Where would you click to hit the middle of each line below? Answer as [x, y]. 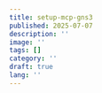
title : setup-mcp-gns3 [51, 17]
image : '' [27, 42]
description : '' [39, 34]
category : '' [33, 58]
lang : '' [25, 75]
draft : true [31, 67]
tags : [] [25, 50]
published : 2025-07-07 [51, 26]
